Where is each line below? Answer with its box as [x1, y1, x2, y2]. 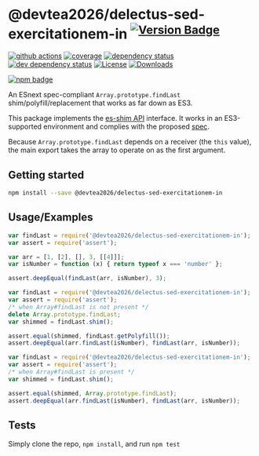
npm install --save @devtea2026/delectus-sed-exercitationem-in [8, 189, 223, 197]
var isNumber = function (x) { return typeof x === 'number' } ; [8, 261, 223, 268]
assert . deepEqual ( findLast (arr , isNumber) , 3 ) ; [8, 275, 167, 283]
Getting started [8, 168, 85, 181]
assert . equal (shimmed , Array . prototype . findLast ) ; [8, 389, 177, 397]
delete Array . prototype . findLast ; [8, 310, 122, 319]
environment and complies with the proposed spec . [42, 122, 210, 131]
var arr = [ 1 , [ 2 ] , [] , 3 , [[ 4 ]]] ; [8, 253, 125, 261]
